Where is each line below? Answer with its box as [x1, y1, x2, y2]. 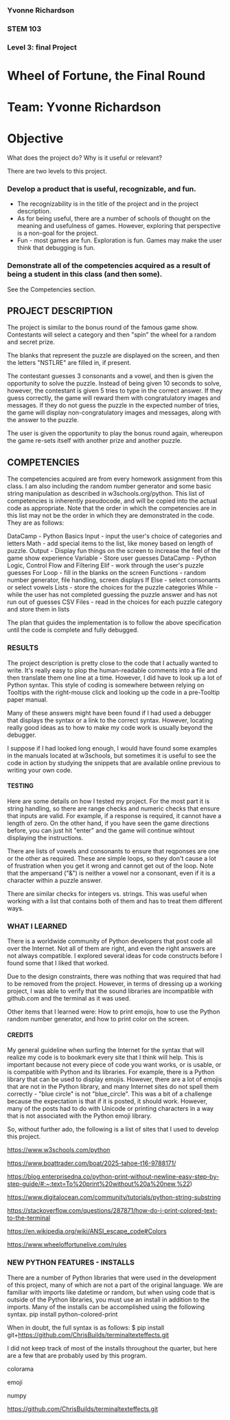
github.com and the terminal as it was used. [7, 994, 131, 1003]
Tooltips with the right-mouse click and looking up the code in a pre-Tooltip [7, 688, 220, 696]
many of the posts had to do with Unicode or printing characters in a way [7, 1105, 214, 1113]
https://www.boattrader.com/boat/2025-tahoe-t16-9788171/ [7, 1159, 176, 1167]
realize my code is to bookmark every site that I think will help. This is [7, 1053, 204, 1062]
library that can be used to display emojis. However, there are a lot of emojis [7, 1075, 222, 1083]
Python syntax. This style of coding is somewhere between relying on [7, 680, 205, 689]
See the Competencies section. [7, 285, 96, 293]
